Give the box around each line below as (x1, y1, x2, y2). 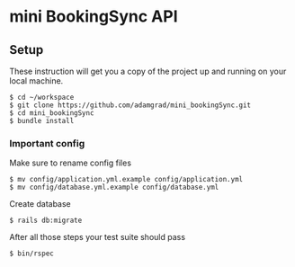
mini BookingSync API (9, 6, 178, 27)
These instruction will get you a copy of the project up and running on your (9, 66, 287, 76)
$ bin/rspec (9, 249, 54, 258)
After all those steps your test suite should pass (9, 232, 186, 243)
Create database (9, 199, 72, 209)
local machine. (9, 76, 64, 86)
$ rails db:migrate (9, 216, 83, 226)
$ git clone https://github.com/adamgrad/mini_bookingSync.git (9, 101, 252, 110)
